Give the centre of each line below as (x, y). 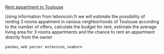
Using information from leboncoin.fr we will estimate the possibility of (75, 16)
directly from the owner (29, 37)
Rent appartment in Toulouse (34, 7)
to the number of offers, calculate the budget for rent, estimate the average (81, 27)
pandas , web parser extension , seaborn (44, 46)
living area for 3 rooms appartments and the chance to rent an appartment (80, 32)
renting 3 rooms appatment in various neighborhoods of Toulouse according (82, 22)
